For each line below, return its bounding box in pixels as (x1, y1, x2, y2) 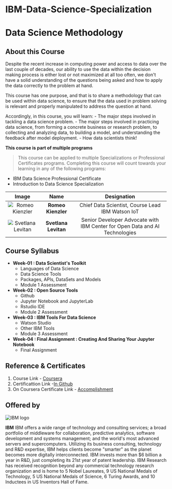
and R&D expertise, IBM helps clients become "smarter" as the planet (5, 446, 152, 452)
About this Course (5, 47, 65, 56)
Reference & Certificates (5, 362, 86, 370)
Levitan (47, 226, 66, 233)
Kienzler (46, 208, 68, 215)
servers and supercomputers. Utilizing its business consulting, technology (5, 440, 162, 447)
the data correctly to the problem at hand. (5, 83, 94, 89)
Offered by (5, 401, 40, 410)
